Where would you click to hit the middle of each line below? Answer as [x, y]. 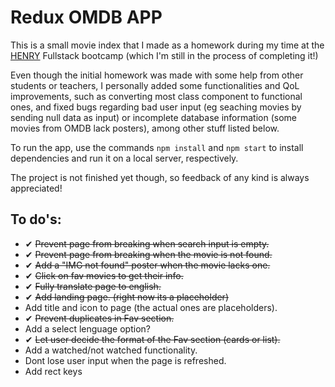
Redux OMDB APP [86, 17]
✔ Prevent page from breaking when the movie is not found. [148, 254]
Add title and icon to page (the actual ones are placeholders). [151, 307]
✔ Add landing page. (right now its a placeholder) [126, 297]
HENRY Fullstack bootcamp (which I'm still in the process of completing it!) [164, 55]
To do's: [36, 219]
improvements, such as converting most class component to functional [156, 96]
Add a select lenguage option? [87, 328]
